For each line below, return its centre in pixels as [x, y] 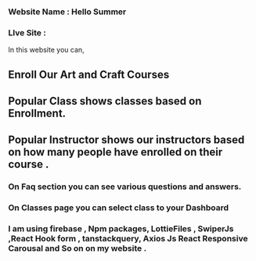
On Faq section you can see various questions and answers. [125, 187]
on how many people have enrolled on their [115, 152]
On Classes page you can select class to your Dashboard [119, 208]
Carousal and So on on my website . [78, 248]
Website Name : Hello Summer [67, 12]
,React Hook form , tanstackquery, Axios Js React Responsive [128, 239]
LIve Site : [27, 32]
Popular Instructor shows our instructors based [126, 140]
